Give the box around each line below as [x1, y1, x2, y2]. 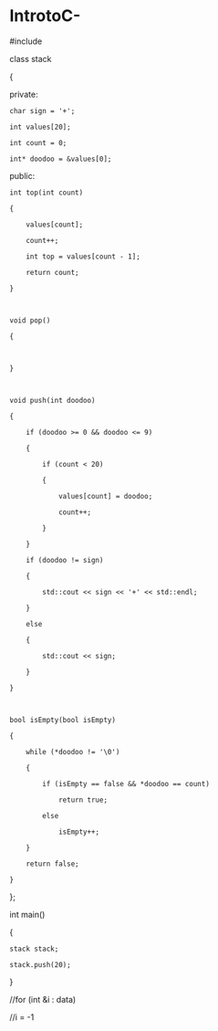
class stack [9, 53, 52, 64]
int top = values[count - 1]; [26, 252, 141, 261]
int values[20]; [9, 122, 71, 132]
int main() [9, 909, 46, 920]
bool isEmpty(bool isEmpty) [9, 715, 117, 724]
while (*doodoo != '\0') [26, 747, 120, 756]
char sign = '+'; [9, 106, 76, 115]
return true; [57, 795, 108, 805]
